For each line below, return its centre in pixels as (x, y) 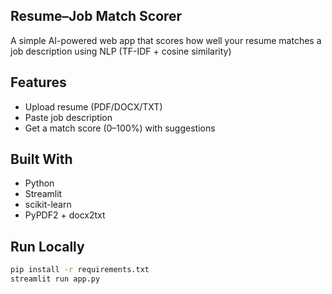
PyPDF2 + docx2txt (65, 215)
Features (38, 82)
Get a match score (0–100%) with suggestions (120, 128)
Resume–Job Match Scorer (96, 16)
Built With (41, 159)
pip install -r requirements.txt (80, 270)
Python (39, 183)
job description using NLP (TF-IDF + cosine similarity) (121, 51)
